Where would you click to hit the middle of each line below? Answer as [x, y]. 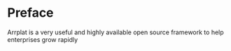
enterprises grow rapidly [43, 39]
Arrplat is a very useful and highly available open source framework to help [115, 32]
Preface [30, 13]
